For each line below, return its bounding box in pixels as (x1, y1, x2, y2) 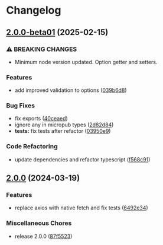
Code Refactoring (6, 142, 58, 151)
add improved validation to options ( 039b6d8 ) (14, 87, 127, 94)
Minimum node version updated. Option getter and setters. (14, 58, 158, 65)
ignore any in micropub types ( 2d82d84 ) (14, 121, 114, 128)
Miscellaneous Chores (6, 219, 72, 227)
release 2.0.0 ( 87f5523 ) (14, 233, 73, 240)
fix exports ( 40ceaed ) (14, 115, 68, 122)
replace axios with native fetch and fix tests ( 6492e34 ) (14, 204, 149, 211)
